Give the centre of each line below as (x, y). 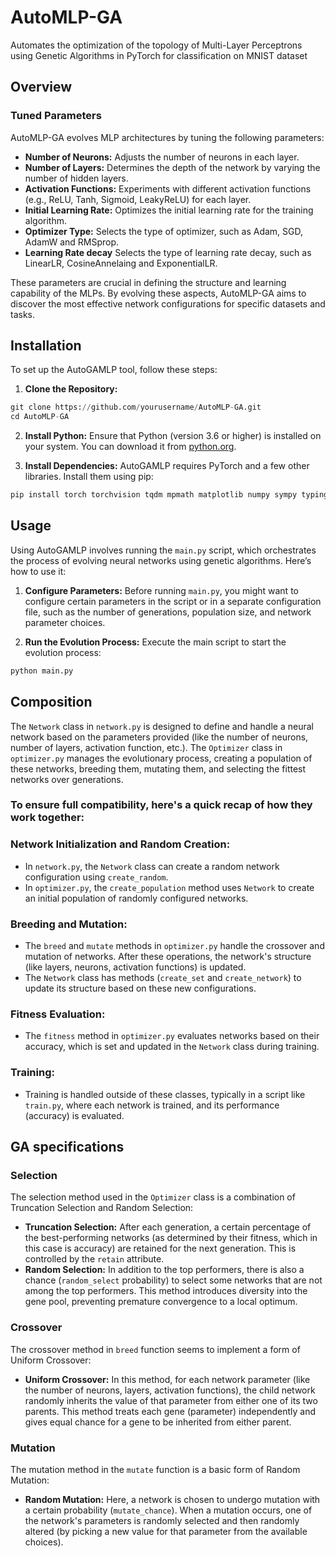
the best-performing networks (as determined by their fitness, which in (171, 1238)
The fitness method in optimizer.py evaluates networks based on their (172, 1036)
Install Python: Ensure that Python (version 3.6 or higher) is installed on (173, 436)
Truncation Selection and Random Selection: (102, 1208)
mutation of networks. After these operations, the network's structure (168, 957)
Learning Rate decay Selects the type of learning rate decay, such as (168, 252)
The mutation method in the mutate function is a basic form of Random (155, 1469)
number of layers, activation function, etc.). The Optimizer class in (146, 747)
